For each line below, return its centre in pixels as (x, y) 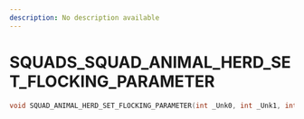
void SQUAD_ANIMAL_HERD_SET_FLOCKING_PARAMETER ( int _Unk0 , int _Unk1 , (145, 105)
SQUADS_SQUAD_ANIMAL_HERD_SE (150, 62)
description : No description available (85, 18)
